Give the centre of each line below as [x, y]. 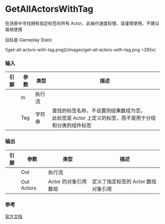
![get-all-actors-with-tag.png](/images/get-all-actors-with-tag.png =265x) [81, 50]
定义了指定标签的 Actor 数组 [124, 181]
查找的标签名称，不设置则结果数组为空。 [99, 111]
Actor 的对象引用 [68, 181]
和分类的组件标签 [72, 125]
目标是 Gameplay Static [29, 40]
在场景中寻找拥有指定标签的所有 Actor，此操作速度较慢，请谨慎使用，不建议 [82, 23]
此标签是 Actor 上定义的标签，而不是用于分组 [104, 118]
